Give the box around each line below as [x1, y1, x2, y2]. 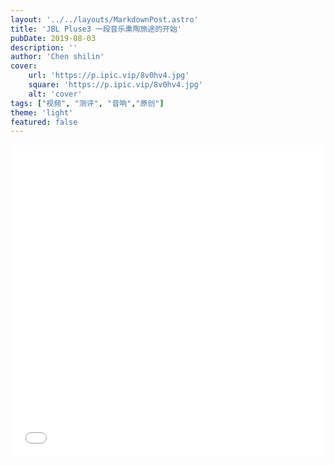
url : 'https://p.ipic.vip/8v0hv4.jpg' [28, 71, 190, 81]
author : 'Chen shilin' [10, 52, 105, 62]
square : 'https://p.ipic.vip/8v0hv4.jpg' [28, 80, 203, 90]
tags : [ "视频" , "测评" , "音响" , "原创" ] [10, 98, 165, 108]
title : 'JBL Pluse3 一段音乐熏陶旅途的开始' [10, 24, 183, 34]
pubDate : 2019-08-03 [10, 33, 97, 43]
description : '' [10, 42, 78, 53]
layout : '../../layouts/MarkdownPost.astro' [10, 14, 199, 25]
